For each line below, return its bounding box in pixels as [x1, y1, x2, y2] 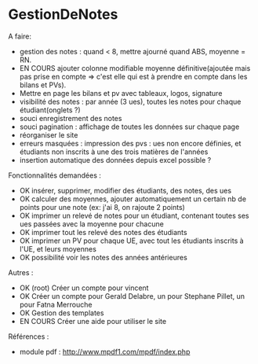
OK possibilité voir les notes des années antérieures [19, 252, 188, 262]
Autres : [8, 267, 34, 277]
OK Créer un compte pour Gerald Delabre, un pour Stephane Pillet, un [19, 291, 245, 300]
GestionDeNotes [8, 6, 118, 24]
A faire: [8, 31, 32, 41]
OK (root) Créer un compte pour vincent [19, 283, 149, 292]
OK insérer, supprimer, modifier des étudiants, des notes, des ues [19, 186, 232, 195]
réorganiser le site [19, 130, 78, 139]
